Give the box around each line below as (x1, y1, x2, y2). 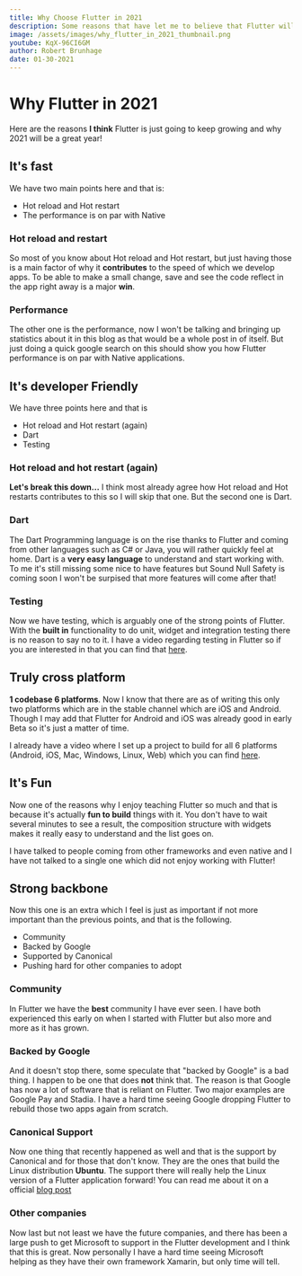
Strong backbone (9, 882, 109, 897)
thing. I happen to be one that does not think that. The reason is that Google (9, 1075, 291, 1085)
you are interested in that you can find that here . (9, 644, 188, 655)
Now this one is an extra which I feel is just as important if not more (9, 905, 259, 916)
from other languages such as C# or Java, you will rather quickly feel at (9, 544, 274, 554)
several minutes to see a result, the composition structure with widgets (9, 819, 271, 829)
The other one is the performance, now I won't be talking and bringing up (9, 324, 281, 335)
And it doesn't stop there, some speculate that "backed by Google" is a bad (9, 1066, 289, 1077)
